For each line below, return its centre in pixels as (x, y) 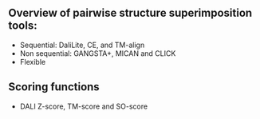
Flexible (33, 61)
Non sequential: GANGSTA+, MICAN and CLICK (98, 53)
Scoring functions (54, 87)
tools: (23, 26)
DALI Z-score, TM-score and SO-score (84, 106)
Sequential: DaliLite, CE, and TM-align (82, 45)
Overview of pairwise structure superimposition (130, 13)
